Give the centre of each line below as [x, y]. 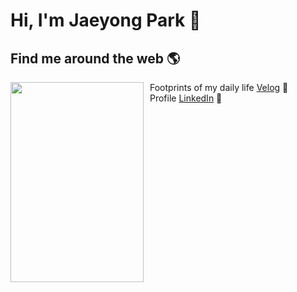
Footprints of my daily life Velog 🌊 [219, 87]
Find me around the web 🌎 [95, 58]
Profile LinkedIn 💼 [186, 98]
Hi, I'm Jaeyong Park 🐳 [106, 20]
